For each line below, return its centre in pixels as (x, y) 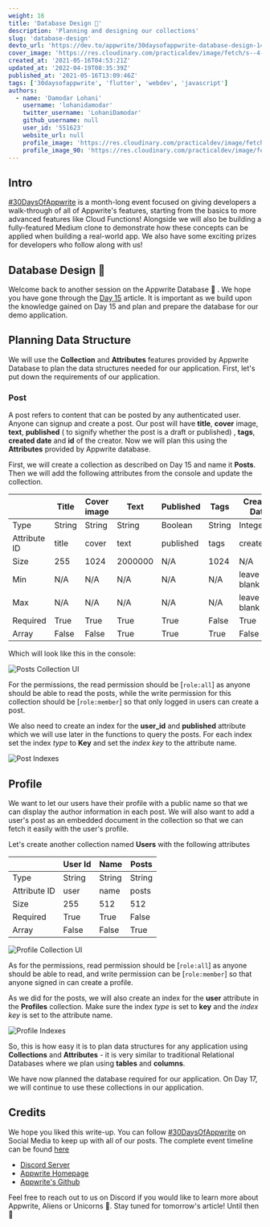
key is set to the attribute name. (61, 1015)
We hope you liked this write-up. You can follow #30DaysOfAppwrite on (127, 1132)
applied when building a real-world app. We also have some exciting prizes (133, 236)
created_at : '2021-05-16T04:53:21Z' (70, 61)
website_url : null (53, 135)
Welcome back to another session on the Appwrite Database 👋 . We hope (130, 289)
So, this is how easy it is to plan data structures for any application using (128, 1046)
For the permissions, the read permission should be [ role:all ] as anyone (129, 685)
